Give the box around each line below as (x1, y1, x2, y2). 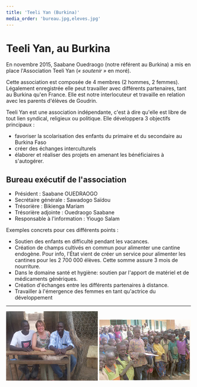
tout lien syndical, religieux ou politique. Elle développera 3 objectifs (6, 115, 171, 122)
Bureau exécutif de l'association (6, 174, 127, 184)
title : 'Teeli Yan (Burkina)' (6, 9, 80, 15)
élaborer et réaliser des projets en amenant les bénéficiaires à (14, 152, 164, 159)
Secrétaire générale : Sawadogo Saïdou (14, 197, 111, 204)
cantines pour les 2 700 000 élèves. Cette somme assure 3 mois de (14, 257, 178, 264)
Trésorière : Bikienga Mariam (14, 203, 84, 210)
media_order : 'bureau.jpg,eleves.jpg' (6, 15, 101, 22)
